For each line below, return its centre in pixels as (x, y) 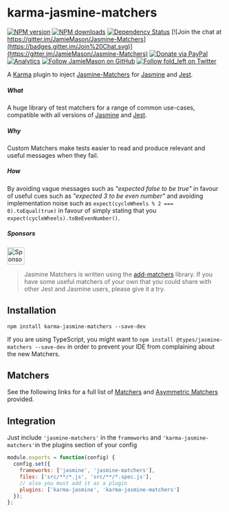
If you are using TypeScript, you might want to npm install (90, 339)
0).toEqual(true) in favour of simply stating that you (82, 210)
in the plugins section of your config (86, 445)
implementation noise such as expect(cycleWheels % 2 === (90, 203)
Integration (32, 421)
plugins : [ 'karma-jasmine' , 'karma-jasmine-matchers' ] (100, 490)
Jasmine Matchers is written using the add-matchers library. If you (118, 274)
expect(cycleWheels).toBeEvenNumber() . (64, 218)
